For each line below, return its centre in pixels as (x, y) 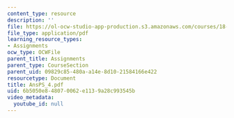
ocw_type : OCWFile (34, 53)
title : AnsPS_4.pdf (36, 85)
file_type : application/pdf (48, 33)
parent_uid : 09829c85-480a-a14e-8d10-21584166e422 (82, 71)
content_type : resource (42, 14)
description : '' (31, 20)
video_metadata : (31, 98)
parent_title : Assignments (46, 59)
